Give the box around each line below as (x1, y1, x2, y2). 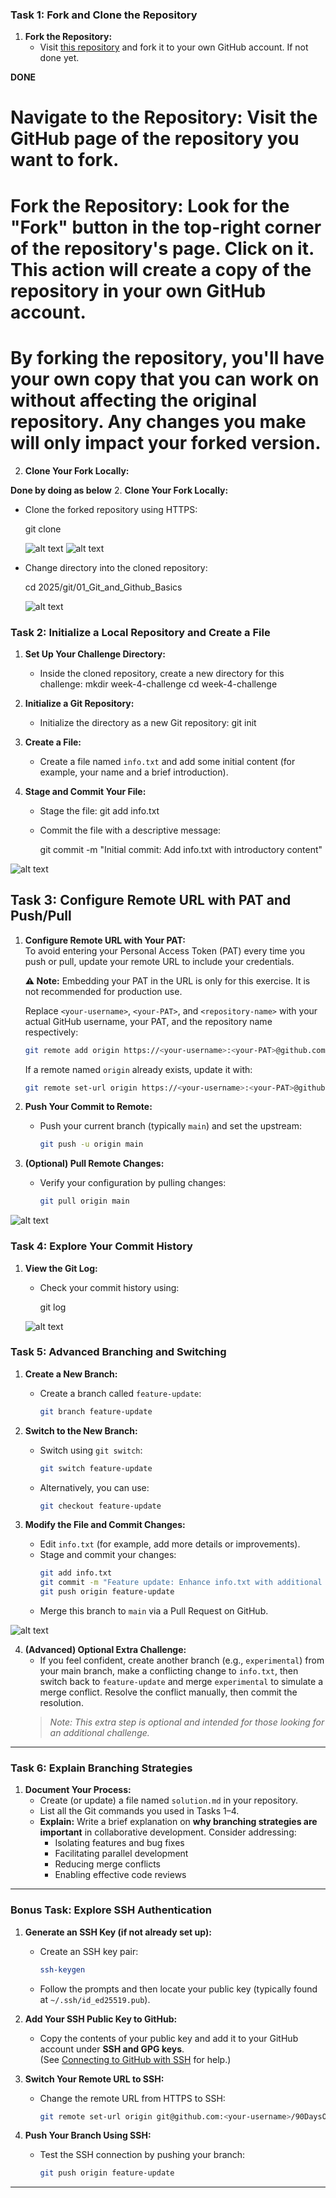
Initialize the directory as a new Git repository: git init (39, 716, 257, 728)
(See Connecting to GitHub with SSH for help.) (39, 2053, 232, 2065)
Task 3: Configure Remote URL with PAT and (10, 892, 292, 909)
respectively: (24, 1026, 79, 1038)
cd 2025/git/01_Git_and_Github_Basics (24, 581, 183, 593)
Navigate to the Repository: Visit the (10, 106, 318, 129)
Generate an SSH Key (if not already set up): (24, 1926, 212, 1938)
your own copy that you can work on (10, 368, 320, 390)
